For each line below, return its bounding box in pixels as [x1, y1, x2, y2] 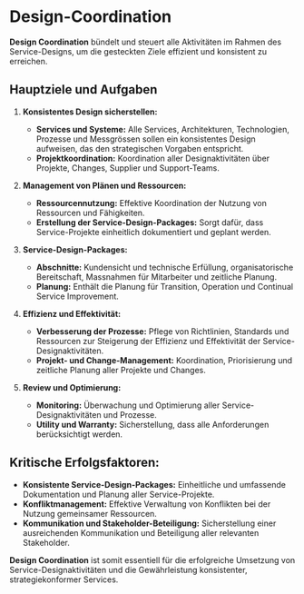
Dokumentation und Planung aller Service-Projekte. [22, 489, 215, 500]
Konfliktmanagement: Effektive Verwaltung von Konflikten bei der [22, 498, 271, 510]
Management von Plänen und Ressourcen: [22, 180, 187, 191]
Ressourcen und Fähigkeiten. [35, 207, 145, 218]
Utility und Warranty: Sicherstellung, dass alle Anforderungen [35, 419, 270, 430]
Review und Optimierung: [22, 381, 122, 392]
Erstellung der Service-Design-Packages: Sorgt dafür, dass [35, 216, 264, 228]
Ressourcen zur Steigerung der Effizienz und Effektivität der [35, 335, 261, 346]
